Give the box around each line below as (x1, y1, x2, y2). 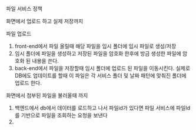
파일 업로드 (6, 30, 32, 37)
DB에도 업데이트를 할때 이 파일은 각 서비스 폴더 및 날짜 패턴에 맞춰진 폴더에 (14, 72, 187, 79)
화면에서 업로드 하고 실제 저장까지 (6, 18, 84, 25)
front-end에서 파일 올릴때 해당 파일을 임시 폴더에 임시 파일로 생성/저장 (14, 43, 177, 49)
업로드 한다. (14, 79, 42, 86)
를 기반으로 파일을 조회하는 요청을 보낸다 (14, 112, 108, 119)
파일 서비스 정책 (6, 5, 43, 12)
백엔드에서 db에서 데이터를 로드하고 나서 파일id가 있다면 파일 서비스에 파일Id (14, 105, 190, 111)
